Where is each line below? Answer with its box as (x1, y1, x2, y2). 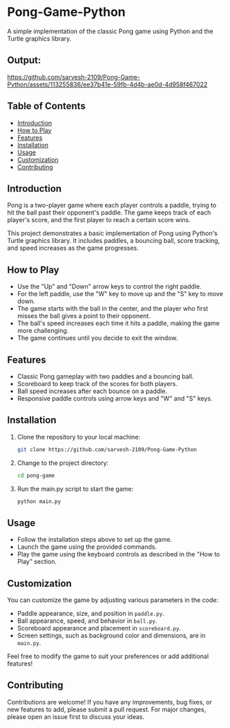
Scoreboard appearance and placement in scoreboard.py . (17, 624, 182, 633)
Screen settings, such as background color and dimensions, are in (17, 631, 206, 640)
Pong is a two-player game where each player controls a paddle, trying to (7, 201, 217, 210)
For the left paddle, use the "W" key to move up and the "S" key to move (17, 290, 223, 298)
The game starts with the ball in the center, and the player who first (17, 304, 209, 313)
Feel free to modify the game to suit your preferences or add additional (7, 652, 209, 661)
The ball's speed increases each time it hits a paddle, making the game (17, 319, 220, 327)
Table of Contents (7, 100, 86, 112)
